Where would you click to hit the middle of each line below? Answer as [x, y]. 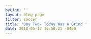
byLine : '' [17, 10]
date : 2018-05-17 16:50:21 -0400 [41, 29]
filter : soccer [21, 19]
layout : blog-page [25, 15]
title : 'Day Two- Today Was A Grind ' [46, 24]
